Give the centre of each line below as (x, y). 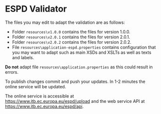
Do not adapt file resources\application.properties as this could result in (79, 67)
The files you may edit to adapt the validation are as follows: (65, 22)
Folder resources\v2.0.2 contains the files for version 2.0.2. (72, 42)
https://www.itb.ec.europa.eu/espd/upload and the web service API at (75, 101)
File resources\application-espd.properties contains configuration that (84, 47)
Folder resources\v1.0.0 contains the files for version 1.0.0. (71, 32)
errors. (12, 72)
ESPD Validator (36, 9)
